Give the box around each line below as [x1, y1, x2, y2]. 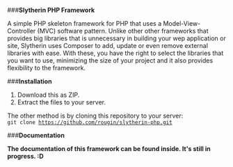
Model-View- [163, 19, 201, 27]
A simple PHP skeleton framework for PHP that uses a [7, 19, 162, 27]
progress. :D [7, 152, 44, 160]
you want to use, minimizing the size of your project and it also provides [7, 56, 214, 65]
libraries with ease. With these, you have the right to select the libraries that [7, 49, 224, 57]
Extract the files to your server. [17, 98, 106, 106]
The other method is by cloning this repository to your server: [7, 111, 184, 120]
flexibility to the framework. [7, 64, 86, 72]
